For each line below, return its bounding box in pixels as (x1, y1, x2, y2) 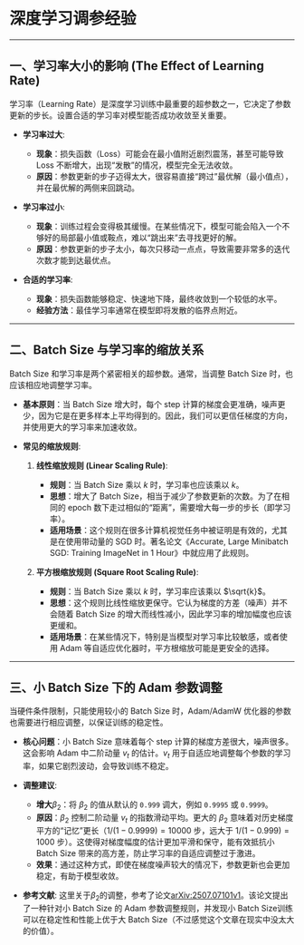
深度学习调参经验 (9, 8, 138, 29)
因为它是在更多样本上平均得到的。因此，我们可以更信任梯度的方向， (38, 410, 292, 421)
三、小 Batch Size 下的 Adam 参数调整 (9, 679, 223, 695)
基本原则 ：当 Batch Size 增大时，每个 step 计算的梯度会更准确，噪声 (22, 398, 278, 409)
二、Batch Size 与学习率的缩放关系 (9, 342, 204, 358)
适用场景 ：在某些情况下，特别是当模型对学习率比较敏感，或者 (49, 631, 280, 642)
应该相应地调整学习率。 (9, 379, 97, 390)
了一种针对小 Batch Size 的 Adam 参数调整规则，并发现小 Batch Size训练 (22, 902, 294, 913)
